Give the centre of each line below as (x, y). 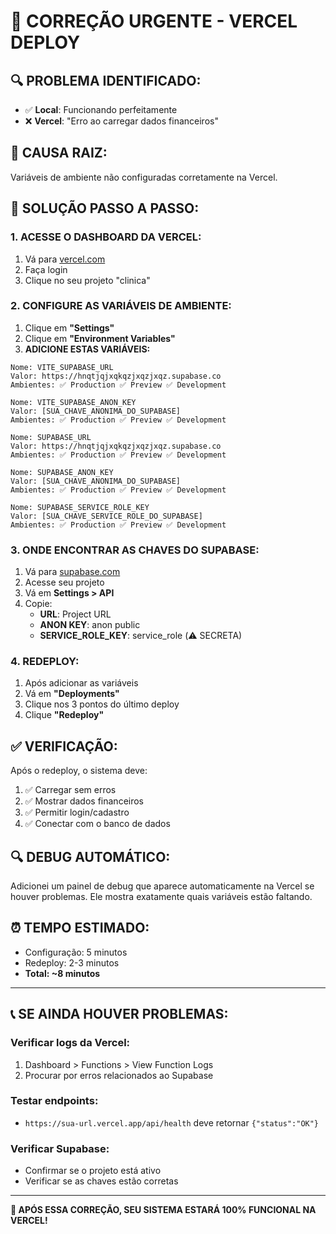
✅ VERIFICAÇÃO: (64, 746)
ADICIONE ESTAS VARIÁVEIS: (87, 349)
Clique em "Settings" (69, 327)
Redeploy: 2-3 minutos (72, 962)
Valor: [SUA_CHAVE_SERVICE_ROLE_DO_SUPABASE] (106, 516)
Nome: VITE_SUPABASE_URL (62, 367)
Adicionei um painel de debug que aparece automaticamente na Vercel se (162, 886)
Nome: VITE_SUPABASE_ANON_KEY (73, 402)
